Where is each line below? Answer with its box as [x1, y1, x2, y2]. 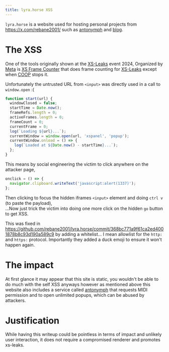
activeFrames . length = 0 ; [10, 115, 64, 120]
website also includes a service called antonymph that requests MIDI [5, 287, 148, 293]
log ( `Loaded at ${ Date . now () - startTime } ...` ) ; [14, 143, 118, 148]
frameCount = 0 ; [10, 119, 44, 125]
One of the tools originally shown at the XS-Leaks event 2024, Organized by [5, 61, 163, 67]
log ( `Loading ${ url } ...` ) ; [10, 129, 66, 134]
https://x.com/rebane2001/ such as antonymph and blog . [5, 26, 123, 33]
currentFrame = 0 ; [10, 124, 49, 129]
